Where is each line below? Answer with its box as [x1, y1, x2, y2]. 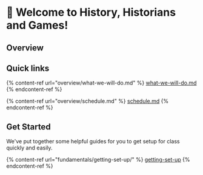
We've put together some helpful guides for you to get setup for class [6, 138, 180, 145]
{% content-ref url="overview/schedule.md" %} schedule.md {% [6, 97, 169, 105]
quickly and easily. [6, 144, 53, 151]
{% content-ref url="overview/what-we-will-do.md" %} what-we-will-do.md [6, 79, 197, 87]
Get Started [6, 122, 51, 132]
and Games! [6, 18, 68, 32]
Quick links [6, 63, 50, 74]
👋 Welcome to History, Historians [6, 5, 176, 19]
